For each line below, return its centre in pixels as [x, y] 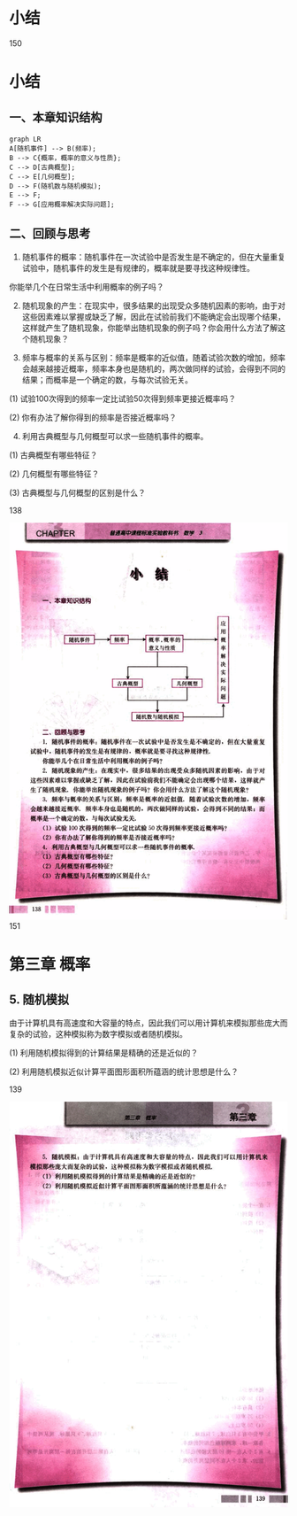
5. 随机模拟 [39, 1000]
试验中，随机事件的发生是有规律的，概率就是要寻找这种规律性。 [138, 267]
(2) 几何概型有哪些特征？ [54, 474]
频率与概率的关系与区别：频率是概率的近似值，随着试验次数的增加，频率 [153, 357]
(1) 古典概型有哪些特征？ [53, 455]
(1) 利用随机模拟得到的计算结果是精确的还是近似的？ [104, 1052]
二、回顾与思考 [50, 234]
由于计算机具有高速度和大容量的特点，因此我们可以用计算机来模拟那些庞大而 [148, 1023]
